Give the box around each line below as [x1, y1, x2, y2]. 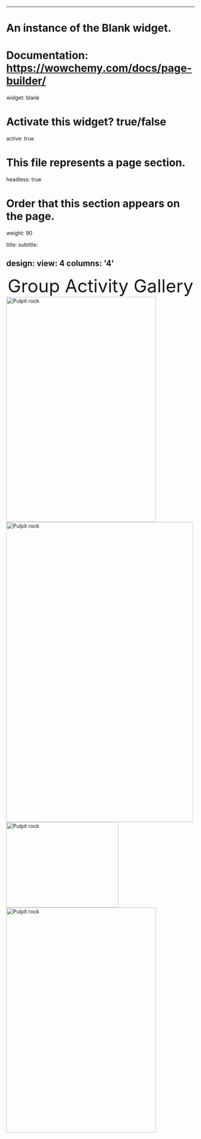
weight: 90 [6, 229, 33, 236]
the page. [6, 209, 55, 223]
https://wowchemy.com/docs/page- [6, 61, 193, 75]
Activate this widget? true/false [6, 115, 166, 129]
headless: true [6, 176, 42, 183]
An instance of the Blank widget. [6, 22, 172, 35]
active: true [6, 135, 34, 142]
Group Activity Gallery [7, 274, 194, 297]
